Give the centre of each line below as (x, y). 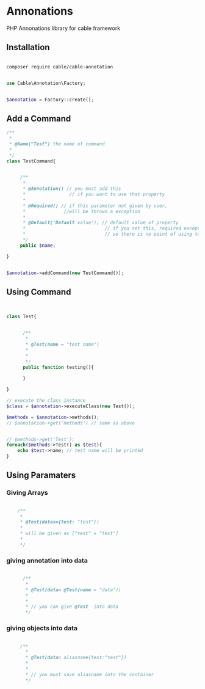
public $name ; (38, 246)
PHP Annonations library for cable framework (63, 28)
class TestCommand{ (31, 161)
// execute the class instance (46, 401)
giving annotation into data (47, 560)
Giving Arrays (27, 493)
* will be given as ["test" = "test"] (69, 534)
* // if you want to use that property (94, 195)
